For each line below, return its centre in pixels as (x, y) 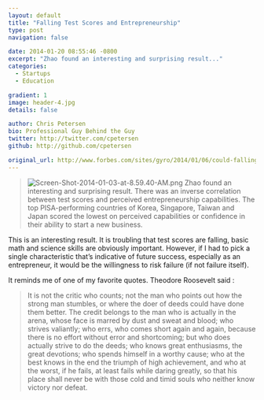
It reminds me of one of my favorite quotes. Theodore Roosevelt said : (121, 280)
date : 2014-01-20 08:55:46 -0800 (63, 52)
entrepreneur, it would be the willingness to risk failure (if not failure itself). (128, 265)
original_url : (31, 160)
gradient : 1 (27, 95)
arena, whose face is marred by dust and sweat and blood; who (130, 320)
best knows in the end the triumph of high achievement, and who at (137, 362)
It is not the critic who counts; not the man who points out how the (134, 295)
